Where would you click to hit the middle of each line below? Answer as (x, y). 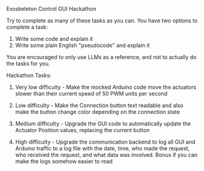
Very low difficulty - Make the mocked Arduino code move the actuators (106, 87)
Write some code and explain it (54, 39)
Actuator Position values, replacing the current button (83, 130)
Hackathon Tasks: (29, 75)
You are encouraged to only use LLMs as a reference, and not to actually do (101, 57)
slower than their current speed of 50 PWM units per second (91, 93)
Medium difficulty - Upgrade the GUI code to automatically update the (103, 124)
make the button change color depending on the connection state (97, 112)
